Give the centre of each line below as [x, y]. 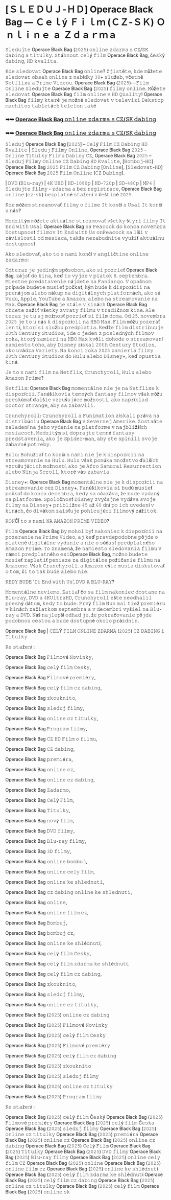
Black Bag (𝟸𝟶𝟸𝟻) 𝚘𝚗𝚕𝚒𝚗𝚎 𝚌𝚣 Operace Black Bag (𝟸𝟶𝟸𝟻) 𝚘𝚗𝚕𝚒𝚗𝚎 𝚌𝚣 [80, 1140]
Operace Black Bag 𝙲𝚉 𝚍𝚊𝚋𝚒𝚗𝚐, [40, 749]
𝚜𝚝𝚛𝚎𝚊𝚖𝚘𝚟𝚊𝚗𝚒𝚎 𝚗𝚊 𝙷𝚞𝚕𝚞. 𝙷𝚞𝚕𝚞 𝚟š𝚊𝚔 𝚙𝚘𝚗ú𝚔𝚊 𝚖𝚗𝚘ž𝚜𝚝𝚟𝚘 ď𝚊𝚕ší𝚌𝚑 [82, 460]
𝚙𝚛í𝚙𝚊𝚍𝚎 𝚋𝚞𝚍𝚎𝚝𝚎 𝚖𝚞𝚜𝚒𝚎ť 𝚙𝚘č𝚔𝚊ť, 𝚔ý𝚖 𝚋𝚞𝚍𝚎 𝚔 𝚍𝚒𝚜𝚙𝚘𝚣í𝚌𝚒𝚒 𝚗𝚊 [78, 287]
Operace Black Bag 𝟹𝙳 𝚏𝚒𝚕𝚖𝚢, [38, 851]
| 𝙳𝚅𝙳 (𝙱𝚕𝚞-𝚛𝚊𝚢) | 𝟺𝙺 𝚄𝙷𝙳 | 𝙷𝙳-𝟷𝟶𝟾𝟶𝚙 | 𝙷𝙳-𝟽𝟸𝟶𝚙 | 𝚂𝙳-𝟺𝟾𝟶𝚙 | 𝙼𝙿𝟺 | [80, 183]
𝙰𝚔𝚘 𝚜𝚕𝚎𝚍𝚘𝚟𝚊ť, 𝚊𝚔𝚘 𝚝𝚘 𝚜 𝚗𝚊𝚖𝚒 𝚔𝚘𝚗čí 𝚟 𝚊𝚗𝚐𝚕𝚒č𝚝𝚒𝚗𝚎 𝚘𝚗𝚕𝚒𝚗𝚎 [77, 254]
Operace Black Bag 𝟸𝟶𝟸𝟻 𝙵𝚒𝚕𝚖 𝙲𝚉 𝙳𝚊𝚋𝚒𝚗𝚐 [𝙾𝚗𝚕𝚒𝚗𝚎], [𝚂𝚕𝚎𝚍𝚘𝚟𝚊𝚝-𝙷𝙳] [84, 167]
